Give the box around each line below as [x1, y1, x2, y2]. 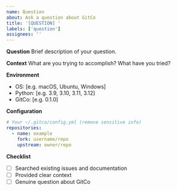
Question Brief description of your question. [6, 48, 117, 55]
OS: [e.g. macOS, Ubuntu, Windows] [14, 83, 106, 91]
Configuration [6, 108, 42, 115]
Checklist [6, 152, 31, 160]
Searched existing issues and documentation [14, 164, 127, 172]
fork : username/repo [17, 136, 69, 142]
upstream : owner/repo [17, 141, 71, 148]
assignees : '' [6, 31, 42, 37]
